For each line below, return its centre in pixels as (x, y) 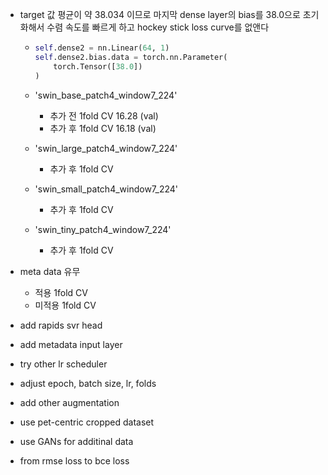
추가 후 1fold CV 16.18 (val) (103, 128)
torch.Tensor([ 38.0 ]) (98, 66)
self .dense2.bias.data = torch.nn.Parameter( (131, 57)
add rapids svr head (61, 325)
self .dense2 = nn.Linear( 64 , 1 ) (102, 48)
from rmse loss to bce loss (74, 460)
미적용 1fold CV (65, 305)
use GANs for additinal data (76, 441)
